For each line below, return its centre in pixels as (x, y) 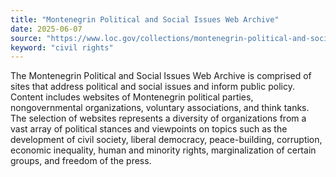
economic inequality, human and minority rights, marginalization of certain (163, 150)
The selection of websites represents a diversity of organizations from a (158, 118)
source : (26, 38)
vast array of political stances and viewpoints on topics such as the (149, 129)
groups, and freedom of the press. (81, 161)
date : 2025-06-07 (46, 29)
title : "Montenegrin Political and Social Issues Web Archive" (145, 19)
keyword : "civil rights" (62, 47)
